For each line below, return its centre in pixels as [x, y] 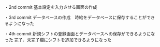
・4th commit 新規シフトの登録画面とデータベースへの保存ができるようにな [80, 34]
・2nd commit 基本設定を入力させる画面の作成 [51, 7]
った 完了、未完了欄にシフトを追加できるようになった [58, 40]
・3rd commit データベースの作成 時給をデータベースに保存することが [76, 17]
